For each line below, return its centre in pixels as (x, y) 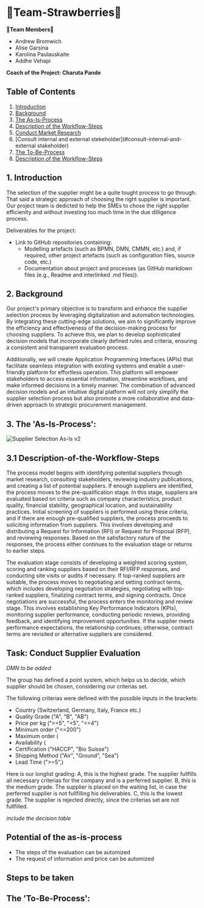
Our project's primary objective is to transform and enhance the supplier (97, 309)
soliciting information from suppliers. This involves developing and (90, 525)
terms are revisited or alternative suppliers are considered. (80, 634)
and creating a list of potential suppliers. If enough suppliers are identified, (100, 486)
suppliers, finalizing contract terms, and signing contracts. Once (106, 595)
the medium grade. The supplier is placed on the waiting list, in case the (97, 787)
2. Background (35, 294)
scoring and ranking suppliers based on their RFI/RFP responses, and (93, 569)
